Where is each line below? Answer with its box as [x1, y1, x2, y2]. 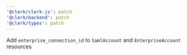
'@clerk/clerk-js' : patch [6, 8, 72, 15]
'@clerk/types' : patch [6, 20, 64, 26]
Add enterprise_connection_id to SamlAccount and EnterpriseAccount [6, 37, 182, 44]
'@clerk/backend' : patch [6, 15, 70, 21]
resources [6, 43, 32, 50]
